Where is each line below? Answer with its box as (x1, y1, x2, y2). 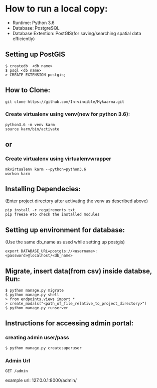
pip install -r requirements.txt (5, 208, 75, 213)
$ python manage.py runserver (5, 305, 69, 310)
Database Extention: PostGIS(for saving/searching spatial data (12, 30, 141, 36)
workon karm (5, 171, 30, 176)
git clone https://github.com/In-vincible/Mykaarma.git (5, 99, 124, 104)
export (5, 249, 19, 254)
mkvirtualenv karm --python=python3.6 (5, 167, 86, 172)
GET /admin (5, 368, 28, 373)
